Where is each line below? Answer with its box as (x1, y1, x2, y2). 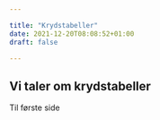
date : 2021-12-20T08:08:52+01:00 (9, 29, 135, 39)
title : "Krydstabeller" (9, 21, 99, 30)
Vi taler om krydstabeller (9, 78, 151, 94)
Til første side (9, 102, 60, 113)
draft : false (9, 38, 58, 47)
